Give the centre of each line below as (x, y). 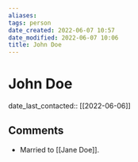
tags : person (30, 23)
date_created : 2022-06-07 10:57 (61, 30)
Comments (36, 131)
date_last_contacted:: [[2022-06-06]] (69, 106)
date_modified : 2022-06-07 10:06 (63, 38)
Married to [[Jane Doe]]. (59, 149)
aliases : (23, 15)
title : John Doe (35, 45)
